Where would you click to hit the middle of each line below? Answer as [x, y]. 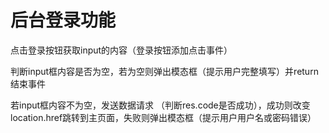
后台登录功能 [63, 20]
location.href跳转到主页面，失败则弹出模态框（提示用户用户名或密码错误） [163, 117]
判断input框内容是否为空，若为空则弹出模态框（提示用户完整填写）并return [164, 71]
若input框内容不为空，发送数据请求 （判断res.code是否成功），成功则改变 [160, 105]
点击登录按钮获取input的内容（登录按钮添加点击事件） [121, 50]
